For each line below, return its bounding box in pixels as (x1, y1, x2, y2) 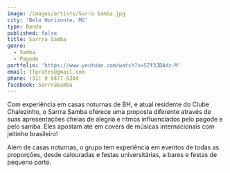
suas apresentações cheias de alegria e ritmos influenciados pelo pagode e (7, 115, 223, 124)
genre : (7, 42, 26, 49)
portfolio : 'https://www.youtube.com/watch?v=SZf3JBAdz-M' (7, 62, 182, 69)
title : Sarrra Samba (7, 36, 67, 43)
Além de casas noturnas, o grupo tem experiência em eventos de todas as (7, 143, 220, 151)
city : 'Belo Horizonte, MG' (7, 17, 89, 24)
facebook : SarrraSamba (7, 81, 73, 88)
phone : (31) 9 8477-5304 (7, 74, 79, 82)
